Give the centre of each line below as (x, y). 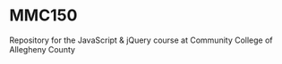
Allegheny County (43, 49)
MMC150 (43, 16)
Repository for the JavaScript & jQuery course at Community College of (141, 40)
